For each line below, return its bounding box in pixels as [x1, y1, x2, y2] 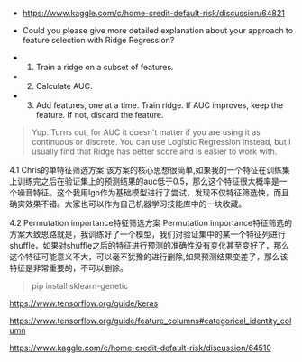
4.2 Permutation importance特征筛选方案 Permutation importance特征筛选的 [9, 218, 293, 228]
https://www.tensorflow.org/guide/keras [9, 298, 159, 309]
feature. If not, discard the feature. [35, 110, 164, 120]
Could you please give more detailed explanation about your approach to [22, 25, 294, 35]
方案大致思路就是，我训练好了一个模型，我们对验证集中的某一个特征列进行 [9, 229, 286, 240]
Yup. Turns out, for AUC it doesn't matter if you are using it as [31, 127, 261, 138]
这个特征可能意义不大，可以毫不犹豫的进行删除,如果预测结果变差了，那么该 [9, 251, 288, 262]
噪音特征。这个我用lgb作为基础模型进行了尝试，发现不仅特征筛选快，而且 [16, 187, 290, 197]
